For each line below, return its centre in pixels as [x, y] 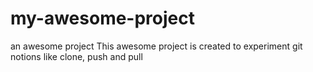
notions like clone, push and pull [76, 56]
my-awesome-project [102, 18]
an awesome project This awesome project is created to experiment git [156, 46]
